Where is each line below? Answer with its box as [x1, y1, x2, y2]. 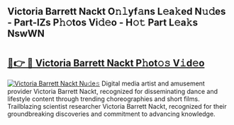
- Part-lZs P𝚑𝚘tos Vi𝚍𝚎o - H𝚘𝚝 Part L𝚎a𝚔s [7, 17, 199, 29]
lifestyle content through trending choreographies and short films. [7, 95, 200, 103]
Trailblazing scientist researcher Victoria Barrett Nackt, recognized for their [7, 102, 227, 110]
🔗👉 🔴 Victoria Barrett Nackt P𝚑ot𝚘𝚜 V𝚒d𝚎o [7, 56, 205, 69]
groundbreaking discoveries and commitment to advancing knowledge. [7, 109, 216, 118]
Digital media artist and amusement [101, 79, 206, 88]
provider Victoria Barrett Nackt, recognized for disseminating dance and [7, 88, 218, 95]
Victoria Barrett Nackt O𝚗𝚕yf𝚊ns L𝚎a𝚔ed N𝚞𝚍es [7, 6, 226, 18]
